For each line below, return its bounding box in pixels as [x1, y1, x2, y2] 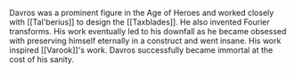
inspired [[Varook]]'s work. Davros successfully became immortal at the [9, 45, 274, 55]
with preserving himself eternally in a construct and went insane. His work [9, 35, 282, 46]
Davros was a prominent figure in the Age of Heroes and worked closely [9, 8, 275, 18]
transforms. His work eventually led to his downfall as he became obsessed [9, 26, 287, 36]
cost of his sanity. [9, 55, 74, 64]
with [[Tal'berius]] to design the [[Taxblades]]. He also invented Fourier [9, 17, 270, 27]
